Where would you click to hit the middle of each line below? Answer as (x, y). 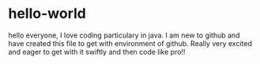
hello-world (47, 14)
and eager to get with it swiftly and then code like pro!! (97, 52)
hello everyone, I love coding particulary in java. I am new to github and (124, 35)
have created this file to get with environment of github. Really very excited (130, 43)
